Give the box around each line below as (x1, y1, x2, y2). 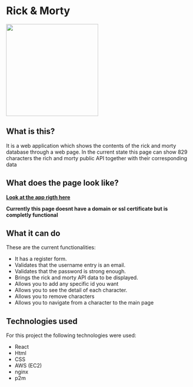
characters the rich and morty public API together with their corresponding (6, 154, 187, 161)
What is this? (6, 127, 55, 137)
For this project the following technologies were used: (6, 332, 137, 339)
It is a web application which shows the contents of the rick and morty (6, 142, 177, 149)
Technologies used (6, 316, 78, 326)
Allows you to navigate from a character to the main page (14, 299, 154, 306)
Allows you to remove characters (14, 293, 95, 300)
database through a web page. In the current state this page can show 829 (6, 148, 188, 156)
